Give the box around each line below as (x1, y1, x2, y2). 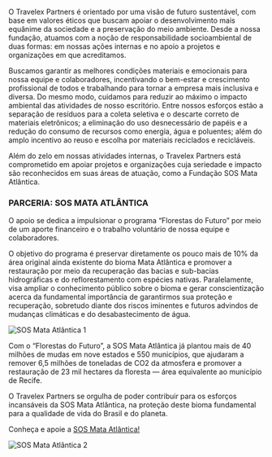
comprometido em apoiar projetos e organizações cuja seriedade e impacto (8, 160, 262, 169)
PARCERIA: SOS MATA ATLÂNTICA (8, 197, 149, 209)
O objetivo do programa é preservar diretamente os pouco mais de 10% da (8, 248, 258, 259)
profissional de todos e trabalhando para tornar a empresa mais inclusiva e (8, 83, 259, 93)
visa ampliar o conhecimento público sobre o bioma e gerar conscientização (8, 283, 265, 293)
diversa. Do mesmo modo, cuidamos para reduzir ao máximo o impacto (8, 92, 248, 101)
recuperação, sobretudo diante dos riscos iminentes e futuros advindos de (8, 301, 258, 310)
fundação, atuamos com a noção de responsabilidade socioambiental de (8, 33, 252, 42)
